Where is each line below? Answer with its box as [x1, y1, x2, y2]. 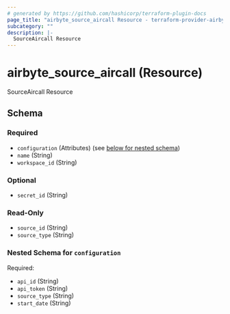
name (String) [16, 151, 53, 159]
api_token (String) [16, 284, 68, 292]
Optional [7, 176, 36, 185]
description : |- [7, 29, 53, 36]
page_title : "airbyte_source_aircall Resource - [7, 16, 149, 23]
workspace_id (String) [16, 158, 77, 167]
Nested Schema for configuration [7, 248, 121, 258]
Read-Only [7, 208, 44, 217]
